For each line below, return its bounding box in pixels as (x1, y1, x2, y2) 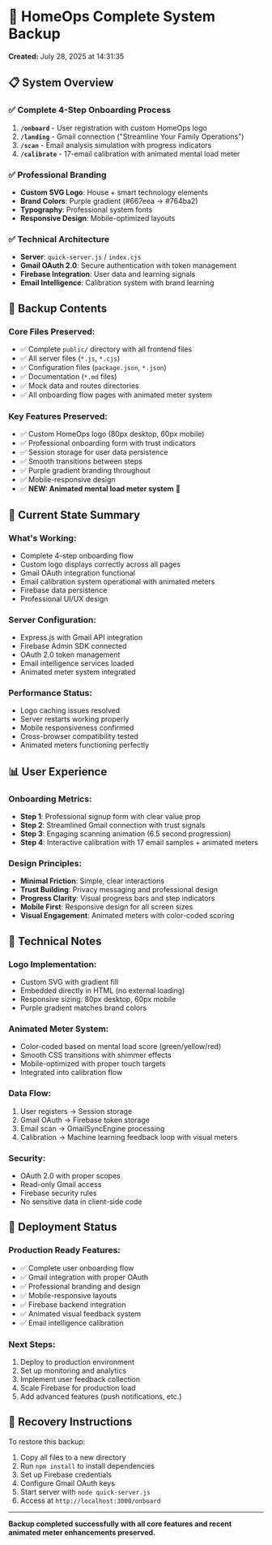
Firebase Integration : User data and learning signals (19, 270, 196, 279)
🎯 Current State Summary (8, 507, 140, 522)
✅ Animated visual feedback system (19, 1309, 142, 1318)
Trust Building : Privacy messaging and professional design (19, 885, 219, 895)
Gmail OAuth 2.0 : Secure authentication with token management (19, 261, 237, 270)
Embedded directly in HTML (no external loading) (19, 986, 185, 995)
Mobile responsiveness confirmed (19, 723, 134, 733)
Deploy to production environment (19, 1357, 135, 1367)
